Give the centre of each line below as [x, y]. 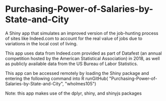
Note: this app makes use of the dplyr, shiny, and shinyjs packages [74, 93]
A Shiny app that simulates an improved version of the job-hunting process [82, 33]
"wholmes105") [81, 84]
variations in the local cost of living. [41, 43]
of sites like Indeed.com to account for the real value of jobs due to [74, 38]
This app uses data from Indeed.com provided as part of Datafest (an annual [83, 53]
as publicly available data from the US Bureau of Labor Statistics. [72, 64]
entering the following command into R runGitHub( [57, 78]
